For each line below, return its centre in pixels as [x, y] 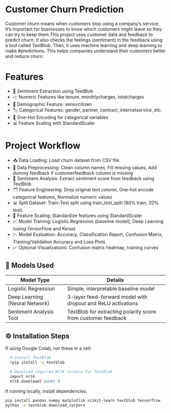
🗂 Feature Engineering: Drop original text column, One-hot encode [83, 189]
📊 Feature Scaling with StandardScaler [54, 123]
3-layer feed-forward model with [107, 297]
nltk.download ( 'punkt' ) [35, 381]
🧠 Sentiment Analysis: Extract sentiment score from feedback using [83, 178]
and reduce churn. [25, 56]
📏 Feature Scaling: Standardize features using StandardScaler [77, 215]
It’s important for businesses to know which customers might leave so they [84, 29]
